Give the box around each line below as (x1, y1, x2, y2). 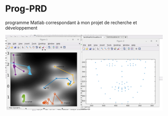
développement (5, 24, 37, 30)
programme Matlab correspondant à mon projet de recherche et (5, 19, 137, 25)
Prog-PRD (5, 3, 47, 14)
